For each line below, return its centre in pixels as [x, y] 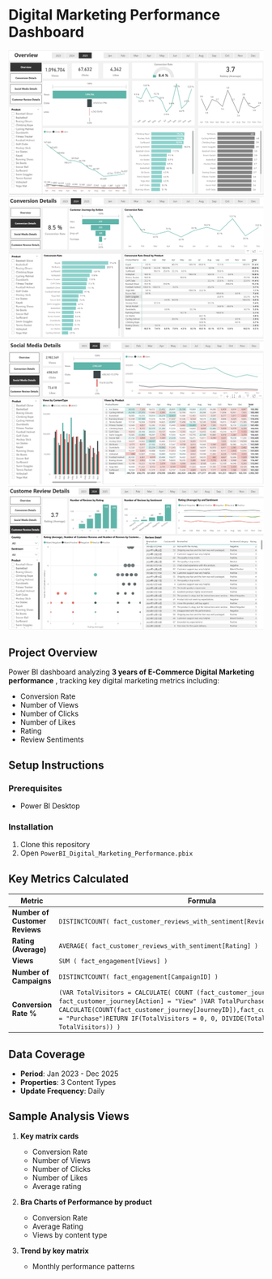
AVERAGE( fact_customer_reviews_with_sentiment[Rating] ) [159, 946]
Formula [202, 900]
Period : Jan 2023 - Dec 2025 [69, 1074]
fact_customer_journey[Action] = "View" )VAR [137, 1001]
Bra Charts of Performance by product [86, 1202]
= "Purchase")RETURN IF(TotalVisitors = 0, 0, [138, 1018]
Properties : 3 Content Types [68, 1083]
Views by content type [70, 1234]
